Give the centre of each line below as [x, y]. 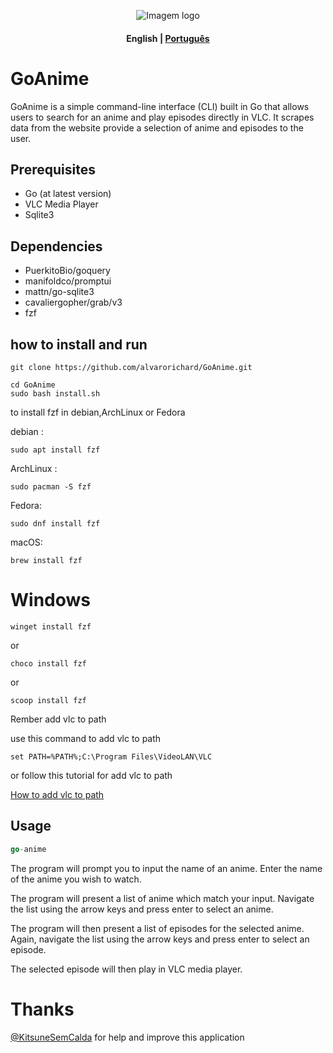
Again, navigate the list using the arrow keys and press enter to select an [160, 939]
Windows [50, 600]
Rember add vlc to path [58, 719]
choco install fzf [48, 663]
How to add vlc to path [57, 794]
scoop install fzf [48, 700]
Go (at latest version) [68, 194]
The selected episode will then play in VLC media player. [126, 969]
